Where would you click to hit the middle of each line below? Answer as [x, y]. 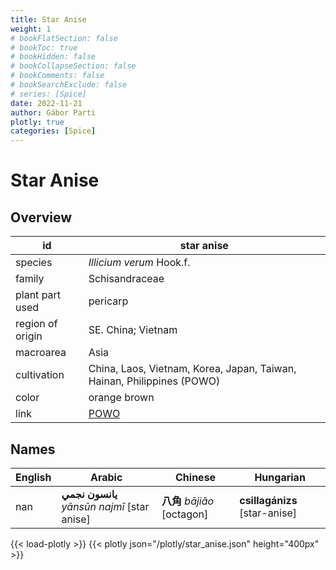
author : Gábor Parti [53, 112]
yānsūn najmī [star [105, 506]
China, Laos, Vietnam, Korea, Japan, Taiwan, [192, 369]
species [34, 263]
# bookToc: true [44, 47]
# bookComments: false [57, 76]
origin [29, 336]
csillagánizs [268, 500]
